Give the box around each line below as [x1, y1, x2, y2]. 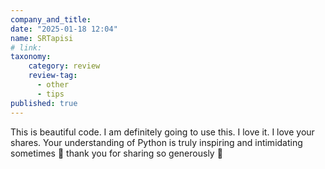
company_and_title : [10, 14, 92, 25]
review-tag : [28, 71, 78, 81]
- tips [36, 89, 65, 99]
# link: [10, 42, 43, 53]
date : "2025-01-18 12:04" [10, 24, 118, 34]
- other [36, 80, 70, 90]
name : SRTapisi [10, 33, 74, 43]
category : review [28, 61, 101, 71]
